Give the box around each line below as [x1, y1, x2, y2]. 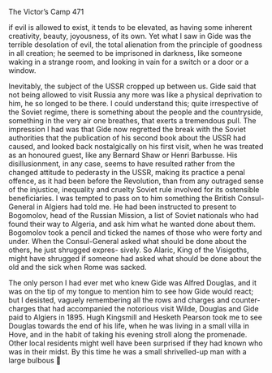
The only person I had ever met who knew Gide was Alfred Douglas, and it [8, 278, 257, 287]
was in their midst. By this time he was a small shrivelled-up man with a [8, 347, 247, 356]
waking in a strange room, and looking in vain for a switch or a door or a [8, 57, 249, 66]
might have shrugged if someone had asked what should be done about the [8, 254, 262, 263]
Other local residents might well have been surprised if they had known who [8, 338, 263, 348]
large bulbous [8, 356, 54, 365]
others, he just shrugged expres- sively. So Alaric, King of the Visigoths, [8, 245, 249, 255]
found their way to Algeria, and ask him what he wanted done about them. [8, 219, 256, 229]
